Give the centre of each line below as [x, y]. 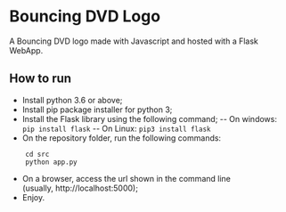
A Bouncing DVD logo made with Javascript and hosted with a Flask [134, 41]
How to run [41, 79]
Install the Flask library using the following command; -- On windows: [150, 118]
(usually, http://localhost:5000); [80, 188]
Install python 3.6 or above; [72, 100]
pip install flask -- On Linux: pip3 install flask [116, 128]
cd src [37, 154]
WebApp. [26, 50]
